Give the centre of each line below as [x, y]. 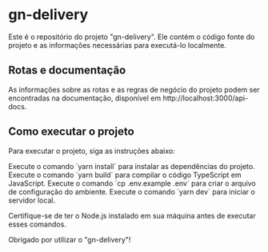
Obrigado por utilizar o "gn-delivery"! [70, 239]
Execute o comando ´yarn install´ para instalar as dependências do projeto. [132, 166]
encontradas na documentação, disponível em [85, 98]
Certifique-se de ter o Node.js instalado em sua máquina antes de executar [132, 215]
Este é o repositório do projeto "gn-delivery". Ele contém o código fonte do [132, 37]
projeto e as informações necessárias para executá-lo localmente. [117, 45]
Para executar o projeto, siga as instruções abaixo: [92, 151]
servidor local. [32, 200]
